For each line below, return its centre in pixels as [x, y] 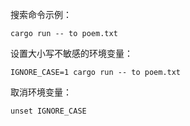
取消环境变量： [41, 92]
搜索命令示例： [41, 14]
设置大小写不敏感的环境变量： [71, 53]
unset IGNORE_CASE [48, 111]
